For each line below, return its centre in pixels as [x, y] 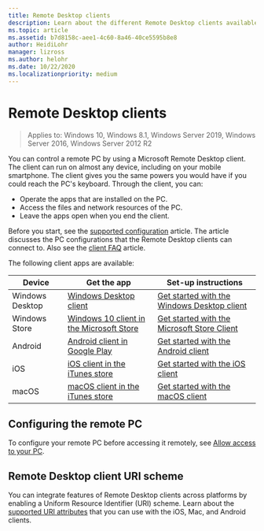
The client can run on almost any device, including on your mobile [115, 167]
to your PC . [26, 451]
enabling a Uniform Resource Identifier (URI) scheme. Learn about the [121, 503]
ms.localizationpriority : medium [63, 74]
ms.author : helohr [38, 60]
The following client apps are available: [71, 263]
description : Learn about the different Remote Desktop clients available [133, 23]
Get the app [108, 282]
